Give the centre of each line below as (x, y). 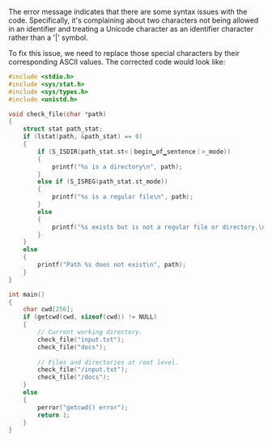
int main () (27, 294)
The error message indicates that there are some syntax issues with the (128, 12)
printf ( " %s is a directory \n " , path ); (117, 167)
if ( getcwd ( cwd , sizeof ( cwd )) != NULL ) (90, 317)
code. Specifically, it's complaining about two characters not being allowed (134, 20)
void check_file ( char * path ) (57, 114)
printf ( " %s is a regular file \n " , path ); (123, 197)
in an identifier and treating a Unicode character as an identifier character (131, 29)
